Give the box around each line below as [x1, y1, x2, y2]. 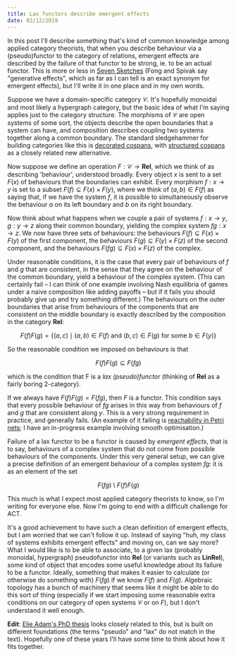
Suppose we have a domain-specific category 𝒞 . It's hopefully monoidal [7, 95, 217, 103]
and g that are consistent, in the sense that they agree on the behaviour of [7, 265, 223, 273]
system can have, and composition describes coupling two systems [7, 126, 204, 134]
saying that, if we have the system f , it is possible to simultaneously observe [7, 192, 228, 201]
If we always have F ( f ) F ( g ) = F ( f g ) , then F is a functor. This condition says [7, 393, 222, 402]
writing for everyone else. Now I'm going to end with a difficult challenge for [7, 502, 228, 510]
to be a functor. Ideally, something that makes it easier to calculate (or [7, 568, 210, 576]
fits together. [7, 642, 44, 650]
